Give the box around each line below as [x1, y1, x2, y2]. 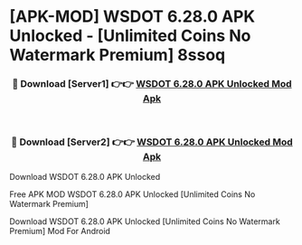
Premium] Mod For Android [9, 225, 111, 236]
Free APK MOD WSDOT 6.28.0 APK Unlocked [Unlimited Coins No [9, 188, 256, 200]
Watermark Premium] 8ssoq [9, 45, 226, 65]
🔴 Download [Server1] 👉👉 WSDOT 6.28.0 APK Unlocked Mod [12, 78, 292, 90]
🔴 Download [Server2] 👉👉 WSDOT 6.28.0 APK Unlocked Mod [11, 136, 293, 148]
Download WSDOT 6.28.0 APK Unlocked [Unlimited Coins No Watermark [9, 215, 280, 227]
